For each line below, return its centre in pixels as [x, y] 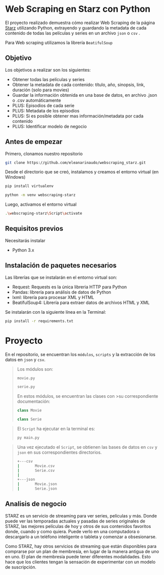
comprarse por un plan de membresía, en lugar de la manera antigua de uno [82, 551]
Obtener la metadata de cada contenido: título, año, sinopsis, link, [79, 84]
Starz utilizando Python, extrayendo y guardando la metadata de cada [76, 27]
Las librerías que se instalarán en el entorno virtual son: [61, 277]
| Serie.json [37, 489]
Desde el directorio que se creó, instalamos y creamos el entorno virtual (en [82, 172]
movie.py [26, 378]
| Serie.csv [36, 470]
